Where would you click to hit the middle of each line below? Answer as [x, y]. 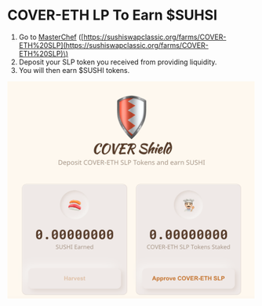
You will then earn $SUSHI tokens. [74, 70]
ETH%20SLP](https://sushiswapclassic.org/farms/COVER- [113, 45]
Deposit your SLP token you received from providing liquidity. [118, 62]
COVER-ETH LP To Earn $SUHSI [112, 15]
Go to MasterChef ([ [51, 37]
